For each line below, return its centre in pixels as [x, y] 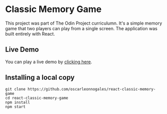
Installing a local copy [40, 78]
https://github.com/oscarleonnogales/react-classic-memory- [92, 89]
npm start [16, 106]
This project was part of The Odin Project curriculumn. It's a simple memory [84, 23]
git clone [16, 89]
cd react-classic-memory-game [37, 98]
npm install [18, 102]
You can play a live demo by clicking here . [49, 62]
